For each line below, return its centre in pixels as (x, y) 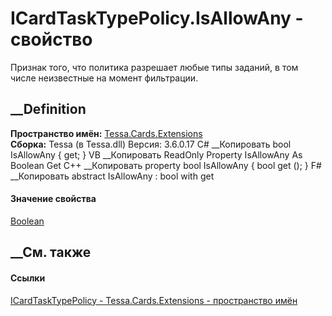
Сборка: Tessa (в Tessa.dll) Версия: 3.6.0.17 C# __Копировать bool (151, 144)
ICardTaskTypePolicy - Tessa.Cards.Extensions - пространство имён (154, 300)
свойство (51, 39)
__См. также (51, 252)
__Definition (48, 109)
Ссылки (28, 278)
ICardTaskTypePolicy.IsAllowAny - (157, 18)
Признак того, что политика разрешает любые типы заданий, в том (154, 67)
